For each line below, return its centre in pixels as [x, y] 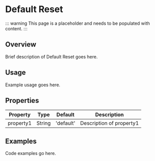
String [44, 123]
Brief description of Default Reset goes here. [52, 57]
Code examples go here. [31, 153]
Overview [21, 45]
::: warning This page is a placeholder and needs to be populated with [77, 23]
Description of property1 [110, 123]
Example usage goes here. [33, 85]
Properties [22, 100]
